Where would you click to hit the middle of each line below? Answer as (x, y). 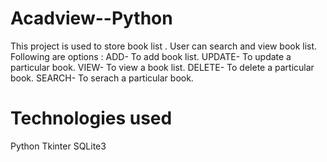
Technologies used (91, 118)
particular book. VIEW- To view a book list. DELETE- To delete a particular (162, 67)
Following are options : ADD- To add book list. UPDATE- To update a (151, 56)
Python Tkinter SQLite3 (58, 146)
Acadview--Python (91, 18)
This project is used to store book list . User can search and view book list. (164, 46)
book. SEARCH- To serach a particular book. (102, 78)
